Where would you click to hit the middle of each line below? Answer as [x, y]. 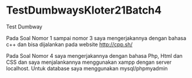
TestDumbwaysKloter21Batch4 [84, 10]
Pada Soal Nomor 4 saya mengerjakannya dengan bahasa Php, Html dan [94, 56]
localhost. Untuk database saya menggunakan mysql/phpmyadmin [87, 68]
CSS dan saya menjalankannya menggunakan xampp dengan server [89, 62]
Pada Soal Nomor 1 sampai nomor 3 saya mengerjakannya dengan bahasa [96, 38]
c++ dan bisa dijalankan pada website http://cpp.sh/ [69, 44]
